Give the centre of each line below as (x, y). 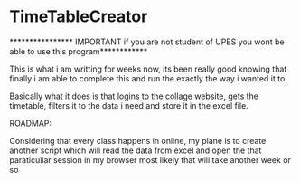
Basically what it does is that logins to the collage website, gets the (134, 96)
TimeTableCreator (79, 17)
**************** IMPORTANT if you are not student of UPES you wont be (147, 42)
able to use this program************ (79, 51)
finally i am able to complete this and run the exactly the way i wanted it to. (148, 78)
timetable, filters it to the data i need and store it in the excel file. (129, 105)
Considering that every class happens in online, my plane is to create (138, 140)
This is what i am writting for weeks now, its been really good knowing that (148, 69)
